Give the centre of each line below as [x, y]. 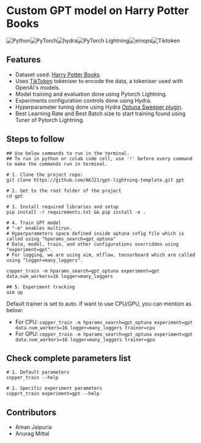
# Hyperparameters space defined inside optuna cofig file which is [95, 233]
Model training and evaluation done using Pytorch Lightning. [91, 94]
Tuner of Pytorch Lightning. [49, 120]
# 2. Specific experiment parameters [54, 389]
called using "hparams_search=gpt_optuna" [61, 239]
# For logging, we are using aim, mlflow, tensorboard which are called [101, 255]
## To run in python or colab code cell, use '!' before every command [99, 159]
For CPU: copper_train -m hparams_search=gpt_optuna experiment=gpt [104, 322]
